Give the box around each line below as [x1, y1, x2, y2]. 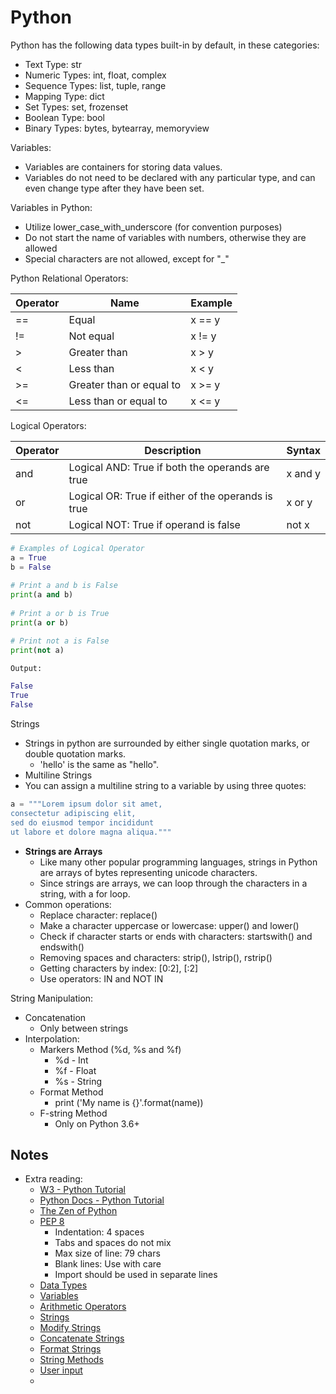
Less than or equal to [68, 394, 168, 408]
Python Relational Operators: [10, 272, 129, 284]
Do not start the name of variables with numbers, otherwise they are [24, 231, 307, 243]
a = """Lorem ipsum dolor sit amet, [10, 799, 163, 810]
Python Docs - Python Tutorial [39, 1194, 165, 1206]
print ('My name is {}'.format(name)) [54, 1096, 204, 1108]
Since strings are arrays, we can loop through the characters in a [39, 877, 308, 889]
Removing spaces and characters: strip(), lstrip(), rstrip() [39, 951, 273, 963]
